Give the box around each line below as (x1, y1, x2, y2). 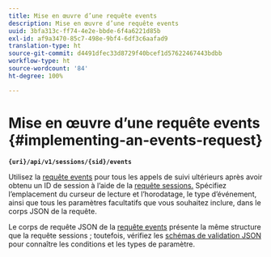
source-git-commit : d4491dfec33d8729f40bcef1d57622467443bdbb (8, 49, 222, 57)
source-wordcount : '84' (8, 65, 89, 73)
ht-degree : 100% (8, 72, 63, 80)
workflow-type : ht (8, 57, 70, 65)
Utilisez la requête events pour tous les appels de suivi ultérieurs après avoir (8, 171, 263, 182)
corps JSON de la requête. (8, 206, 97, 216)
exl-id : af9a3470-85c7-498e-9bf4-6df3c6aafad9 (8, 34, 168, 43)
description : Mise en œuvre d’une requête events (8, 19, 180, 27)
